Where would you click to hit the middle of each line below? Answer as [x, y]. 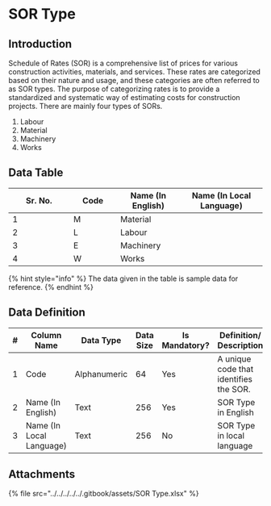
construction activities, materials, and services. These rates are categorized [134, 72]
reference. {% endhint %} [51, 286]
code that [236, 369]
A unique [234, 358]
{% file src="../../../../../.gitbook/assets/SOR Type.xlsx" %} [104, 494]
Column [46, 335]
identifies [235, 378]
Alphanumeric [101, 374]
